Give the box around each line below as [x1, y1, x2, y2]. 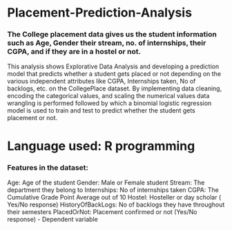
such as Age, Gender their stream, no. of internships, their [7, 38, 206, 48]
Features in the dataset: [7, 162, 88, 172]
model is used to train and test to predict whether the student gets [7, 106, 195, 115]
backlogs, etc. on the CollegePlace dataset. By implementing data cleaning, [7, 84, 222, 93]
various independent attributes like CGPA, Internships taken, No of [7, 77, 196, 86]
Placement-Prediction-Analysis [7, 5, 192, 21]
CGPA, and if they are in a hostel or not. [7, 47, 142, 57]
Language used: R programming [7, 138, 195, 153]
